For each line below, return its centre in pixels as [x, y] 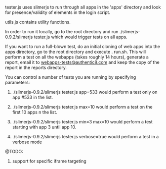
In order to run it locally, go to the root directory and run [62, 31]
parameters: [18, 82]
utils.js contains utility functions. [38, 22]
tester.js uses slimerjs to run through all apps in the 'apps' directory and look [83, 7]
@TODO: [14, 151]
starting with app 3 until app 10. [44, 127]
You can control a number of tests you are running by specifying [71, 77]
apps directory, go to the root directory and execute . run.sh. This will [76, 52]
